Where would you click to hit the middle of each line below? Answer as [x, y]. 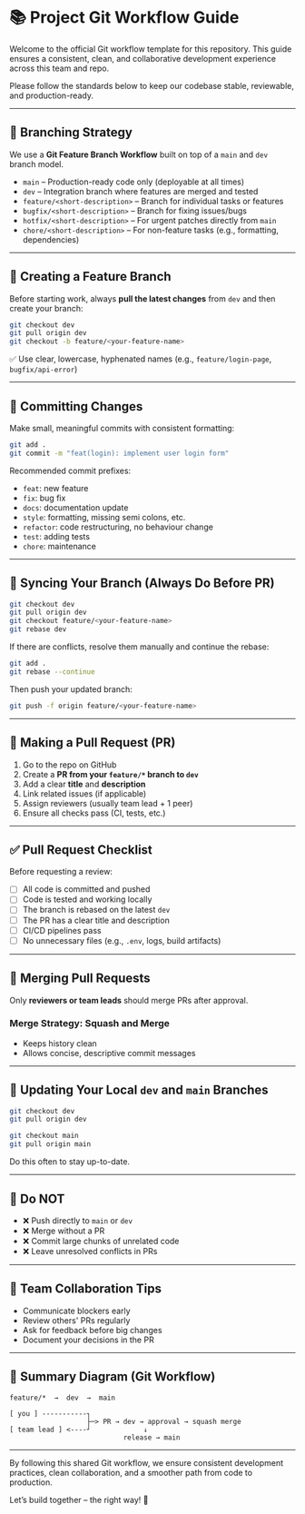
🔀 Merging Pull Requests [80, 979]
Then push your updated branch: [71, 689]
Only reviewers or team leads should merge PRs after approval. [129, 1000]
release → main [152, 1437]
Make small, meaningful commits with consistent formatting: [122, 428]
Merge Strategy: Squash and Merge [90, 1024]
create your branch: [46, 308]
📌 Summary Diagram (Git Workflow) [113, 1377]
